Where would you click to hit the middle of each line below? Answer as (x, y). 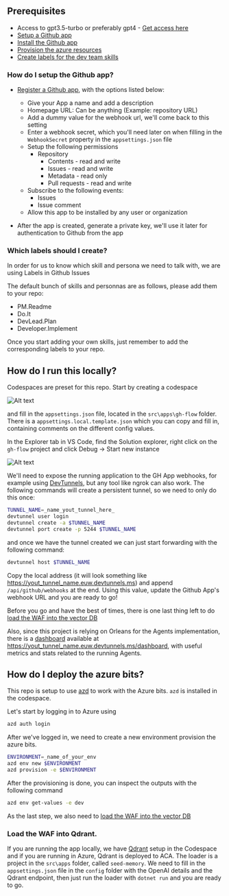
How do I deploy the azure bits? (75, 674)
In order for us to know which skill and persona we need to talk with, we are (114, 266)
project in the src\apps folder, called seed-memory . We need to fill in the (106, 863)
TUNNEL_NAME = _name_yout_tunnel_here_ (61, 510)
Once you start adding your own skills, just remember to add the (98, 342)
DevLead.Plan (37, 321)
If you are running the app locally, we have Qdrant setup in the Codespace (112, 849)
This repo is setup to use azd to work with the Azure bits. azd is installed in (112, 691)
